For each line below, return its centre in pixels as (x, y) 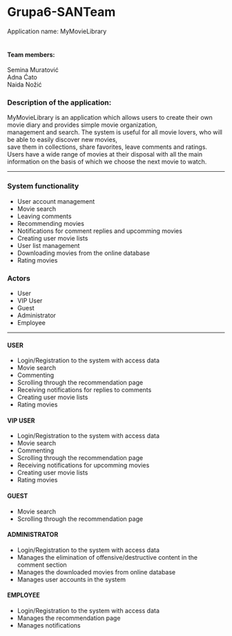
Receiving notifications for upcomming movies (83, 466)
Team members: (31, 54)
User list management (48, 245)
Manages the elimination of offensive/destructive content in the (107, 557)
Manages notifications (49, 626)
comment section (42, 565)
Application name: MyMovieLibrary (57, 31)
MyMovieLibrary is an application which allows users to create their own (110, 118)
